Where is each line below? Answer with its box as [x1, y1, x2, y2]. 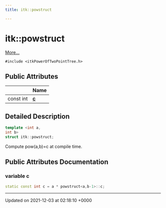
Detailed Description [5, 112, 70, 120]
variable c [5, 173, 30, 180]
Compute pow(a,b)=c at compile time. [5, 143, 83, 149]
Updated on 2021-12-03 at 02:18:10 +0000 [5, 198, 92, 204]
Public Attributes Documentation [5, 158, 109, 166]
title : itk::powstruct [5, 7, 52, 12]
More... [5, 49, 20, 55]
